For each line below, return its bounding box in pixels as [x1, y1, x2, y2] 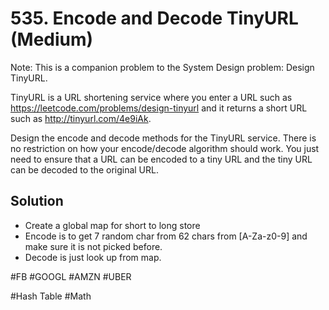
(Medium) [10, 28, 94, 51]
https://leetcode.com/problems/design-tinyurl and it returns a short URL [10, 102, 308, 114]
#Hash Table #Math [10, 290, 92, 302]
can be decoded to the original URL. [10, 163, 159, 176]
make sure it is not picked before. [24, 240, 163, 252]
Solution [10, 193, 64, 210]
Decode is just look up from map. [24, 251, 162, 263]
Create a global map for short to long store [24, 219, 201, 231]
